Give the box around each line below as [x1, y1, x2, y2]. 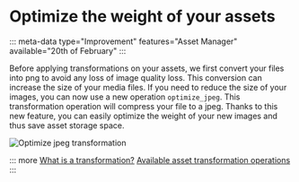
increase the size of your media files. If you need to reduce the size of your [9, 82, 287, 92]
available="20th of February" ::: [9, 45, 127, 56]
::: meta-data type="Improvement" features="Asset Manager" [9, 36, 238, 47]
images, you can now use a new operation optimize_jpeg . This [9, 91, 241, 102]
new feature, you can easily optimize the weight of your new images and [9, 110, 278, 121]
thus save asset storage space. [9, 119, 125, 131]
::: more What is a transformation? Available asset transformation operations [9, 154, 291, 165]
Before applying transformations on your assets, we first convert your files [9, 63, 285, 74]
